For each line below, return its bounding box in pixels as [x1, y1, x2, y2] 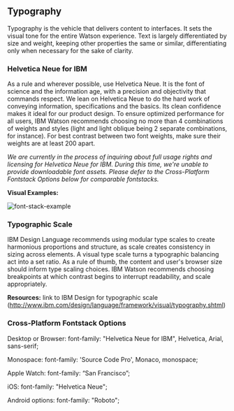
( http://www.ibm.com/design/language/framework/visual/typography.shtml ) [7, 301, 226, 310]
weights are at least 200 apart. [7, 139, 96, 147]
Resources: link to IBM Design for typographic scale [7, 294, 159, 302]
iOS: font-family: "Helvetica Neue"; [7, 382, 108, 391]
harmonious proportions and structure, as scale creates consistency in [7, 243, 211, 251]
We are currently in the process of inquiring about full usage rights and [7, 153, 212, 161]
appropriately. [7, 280, 47, 289]
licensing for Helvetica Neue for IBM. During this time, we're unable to [7, 160, 209, 168]
